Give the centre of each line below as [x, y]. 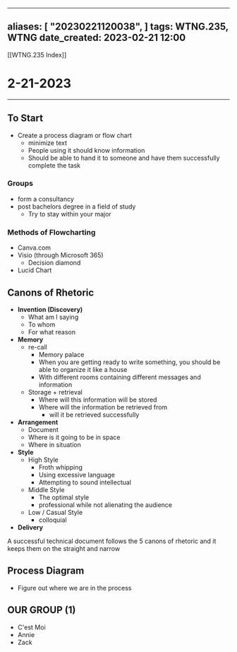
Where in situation [54, 444]
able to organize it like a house [83, 369]
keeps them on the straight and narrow [64, 548]
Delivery [30, 527]
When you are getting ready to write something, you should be [129, 362]
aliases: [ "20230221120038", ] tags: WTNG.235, [118, 27]
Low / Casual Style [55, 512]
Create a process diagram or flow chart [75, 135]
